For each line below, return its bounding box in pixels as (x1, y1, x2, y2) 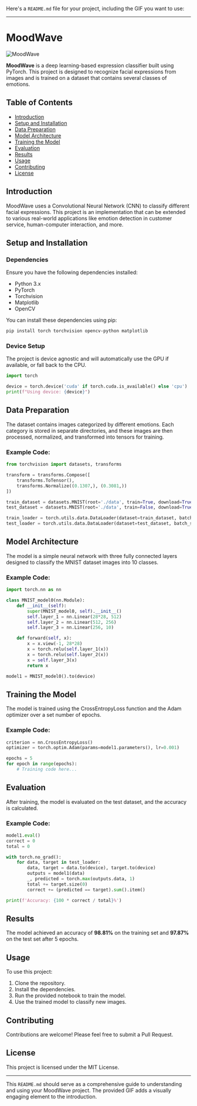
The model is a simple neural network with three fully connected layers (6, 552, 178, 559)
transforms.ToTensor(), (16, 477, 75, 483)
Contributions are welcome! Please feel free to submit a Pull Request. (6, 1031, 174, 1038)
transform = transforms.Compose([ (6, 472, 91, 478)
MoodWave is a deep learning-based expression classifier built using (6, 62, 174, 69)
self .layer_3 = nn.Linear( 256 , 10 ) (27, 624, 114, 631)
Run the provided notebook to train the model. (14, 992, 126, 999)
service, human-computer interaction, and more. (6, 220, 124, 228)
